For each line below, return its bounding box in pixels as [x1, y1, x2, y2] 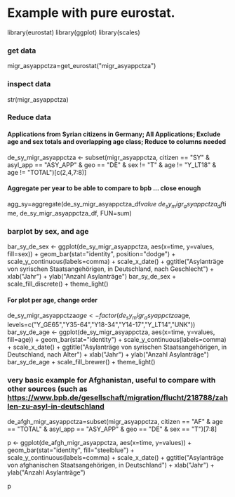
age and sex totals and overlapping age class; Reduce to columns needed [7, 138, 227, 146]
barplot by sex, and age [7, 226, 89, 236]
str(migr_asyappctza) [7, 95, 69, 103]
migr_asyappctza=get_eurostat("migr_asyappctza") [7, 62, 156, 70]
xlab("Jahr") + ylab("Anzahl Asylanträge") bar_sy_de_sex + [7, 272, 177, 280]
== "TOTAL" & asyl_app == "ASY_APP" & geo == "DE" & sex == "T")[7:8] [7, 425, 217, 433]
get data [7, 46, 36, 55]
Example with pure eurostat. [7, 5, 175, 21]
